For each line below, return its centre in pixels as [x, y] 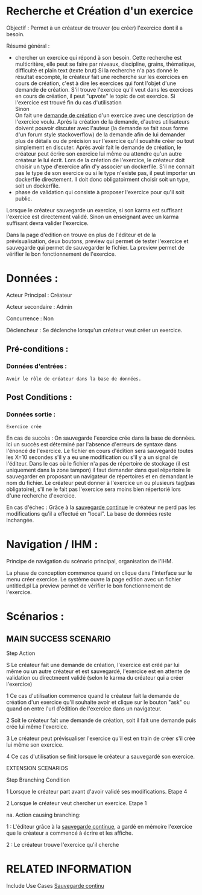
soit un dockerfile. [37, 186]
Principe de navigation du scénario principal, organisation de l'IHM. [90, 561]
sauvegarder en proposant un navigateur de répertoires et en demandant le [100, 476]
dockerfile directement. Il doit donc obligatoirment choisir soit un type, [102, 179]
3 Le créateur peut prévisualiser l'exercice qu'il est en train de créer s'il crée [101, 738]
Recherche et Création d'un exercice [100, 11]
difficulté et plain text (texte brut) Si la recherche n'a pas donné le [96, 70]
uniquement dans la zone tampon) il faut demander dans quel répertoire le [99, 470]
